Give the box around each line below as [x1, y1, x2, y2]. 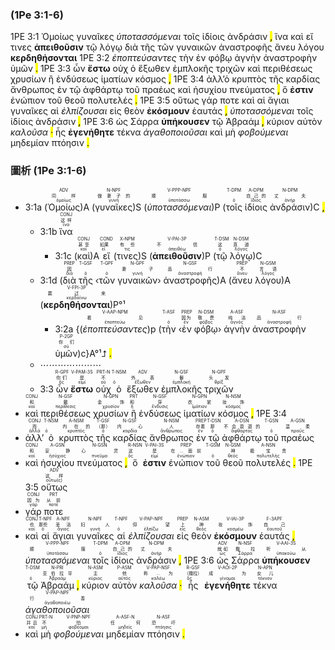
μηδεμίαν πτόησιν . [10, 137, 90, 149]
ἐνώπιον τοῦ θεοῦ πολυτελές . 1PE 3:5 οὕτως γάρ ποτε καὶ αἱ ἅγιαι [10, 94, 290, 107]
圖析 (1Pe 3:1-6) [10, 164, 87, 178]
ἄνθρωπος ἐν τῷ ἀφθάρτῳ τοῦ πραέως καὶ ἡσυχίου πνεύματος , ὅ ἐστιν [10, 84, 314, 96]
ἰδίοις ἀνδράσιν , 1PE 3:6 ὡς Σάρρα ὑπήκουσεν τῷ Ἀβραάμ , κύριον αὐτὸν [10, 116, 323, 128]
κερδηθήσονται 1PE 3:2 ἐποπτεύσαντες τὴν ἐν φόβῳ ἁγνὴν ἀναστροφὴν [10, 52, 318, 64]
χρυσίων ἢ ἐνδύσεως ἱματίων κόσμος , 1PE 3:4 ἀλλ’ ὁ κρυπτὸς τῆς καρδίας [10, 73, 321, 85]
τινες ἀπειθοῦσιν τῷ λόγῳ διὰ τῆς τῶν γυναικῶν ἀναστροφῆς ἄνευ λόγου [10, 41, 325, 53]
